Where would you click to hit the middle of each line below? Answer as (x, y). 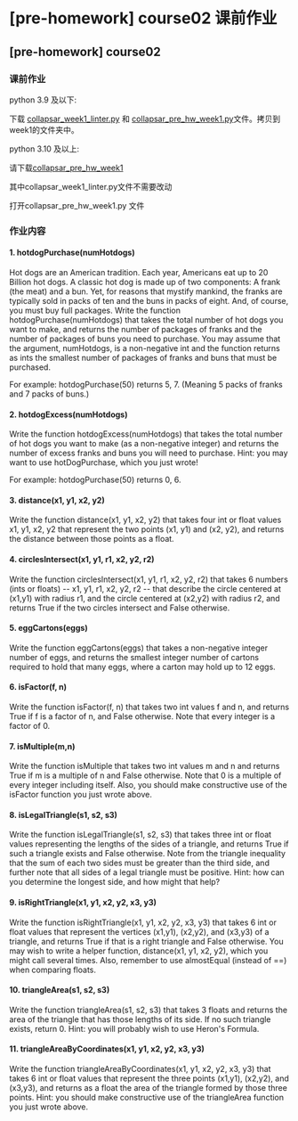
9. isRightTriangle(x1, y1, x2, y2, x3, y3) (83, 903)
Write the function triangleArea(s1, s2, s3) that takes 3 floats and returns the (148, 1010)
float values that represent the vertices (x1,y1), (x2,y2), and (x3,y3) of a (139, 931)
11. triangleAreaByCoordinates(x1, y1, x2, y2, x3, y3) (107, 1049)
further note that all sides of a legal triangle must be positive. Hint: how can (147, 872)
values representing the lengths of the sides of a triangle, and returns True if (149, 844)
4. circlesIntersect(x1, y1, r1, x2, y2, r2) (82, 559)
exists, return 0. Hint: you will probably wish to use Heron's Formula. (134, 1028)
